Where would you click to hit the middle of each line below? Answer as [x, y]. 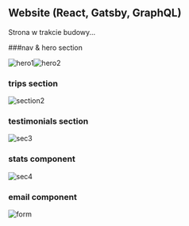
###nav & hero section [46, 48]
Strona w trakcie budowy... [52, 32]
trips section [33, 83]
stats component [42, 159]
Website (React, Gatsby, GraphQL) [95, 13]
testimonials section [48, 121]
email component [42, 197]
